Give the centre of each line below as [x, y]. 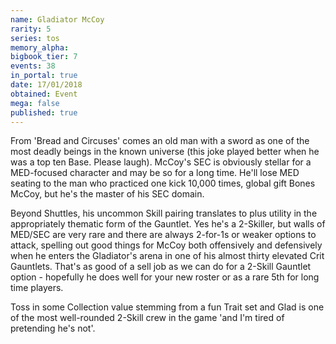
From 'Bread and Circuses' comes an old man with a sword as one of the [160, 141]
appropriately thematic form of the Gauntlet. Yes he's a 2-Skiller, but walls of [168, 224]
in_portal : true [44, 76]
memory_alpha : [40, 47]
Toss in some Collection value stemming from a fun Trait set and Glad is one [167, 307]
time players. [37, 288]
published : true [44, 112]
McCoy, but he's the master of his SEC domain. [107, 194]
